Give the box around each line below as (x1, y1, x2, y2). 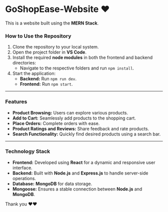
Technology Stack (5, 148, 50, 155)
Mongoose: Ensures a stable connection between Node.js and (12, 186, 142, 192)
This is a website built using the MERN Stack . (5, 20, 99, 26)
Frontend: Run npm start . (19, 81, 73, 87)
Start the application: (12, 70, 56, 76)
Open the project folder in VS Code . (12, 49, 86, 55)
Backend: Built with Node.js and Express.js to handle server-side (12, 170, 148, 176)
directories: (12, 60, 36, 66)
